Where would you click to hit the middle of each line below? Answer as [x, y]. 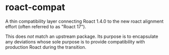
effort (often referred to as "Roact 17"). [46, 26]
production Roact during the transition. [46, 47]
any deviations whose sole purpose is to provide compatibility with [75, 41]
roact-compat [35, 7]
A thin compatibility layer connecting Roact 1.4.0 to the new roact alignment [84, 21]
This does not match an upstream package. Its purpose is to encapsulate [82, 36]
